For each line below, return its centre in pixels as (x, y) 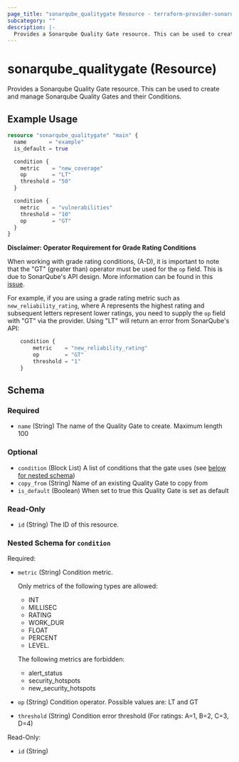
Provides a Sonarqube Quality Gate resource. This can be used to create (113, 89)
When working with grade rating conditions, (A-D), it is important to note (113, 262)
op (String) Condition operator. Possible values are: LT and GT (108, 702)
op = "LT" (46, 175)
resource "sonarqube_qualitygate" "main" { (73, 136)
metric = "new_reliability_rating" (90, 348)
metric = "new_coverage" (62, 168)
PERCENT (43, 638)
